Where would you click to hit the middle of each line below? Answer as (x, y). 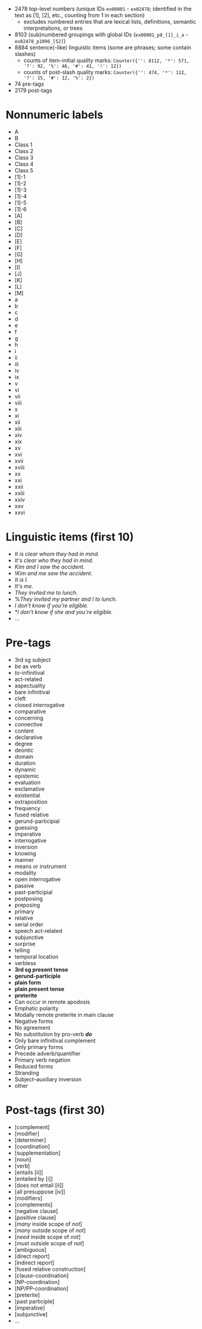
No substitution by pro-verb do (53, 1034)
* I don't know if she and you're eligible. (64, 612)
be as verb (28, 666)
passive (24, 886)
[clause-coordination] (42, 1276)
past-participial (33, 892)
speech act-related (38, 931)
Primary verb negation (42, 1060)
